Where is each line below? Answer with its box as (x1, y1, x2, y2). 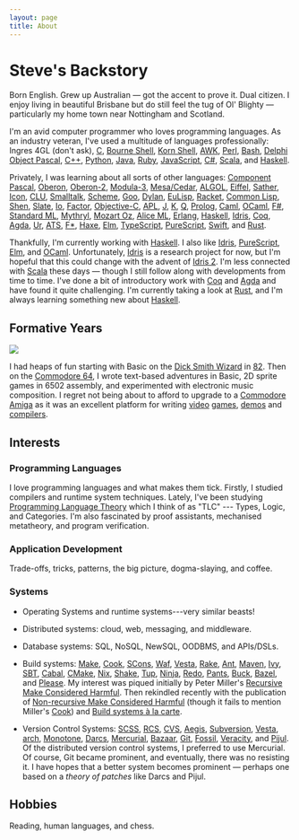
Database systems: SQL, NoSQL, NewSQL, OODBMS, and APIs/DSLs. (21, 641, 279, 652)
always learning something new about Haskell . (9, 294, 181, 305)
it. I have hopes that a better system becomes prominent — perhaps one (21, 761, 290, 772)
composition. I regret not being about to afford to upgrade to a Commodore (9, 389, 286, 400)
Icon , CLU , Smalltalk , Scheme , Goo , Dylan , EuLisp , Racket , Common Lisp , (9, 191, 280, 202)
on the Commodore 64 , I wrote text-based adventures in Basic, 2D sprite (9, 371, 278, 381)
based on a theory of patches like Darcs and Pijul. (21, 771, 206, 782)
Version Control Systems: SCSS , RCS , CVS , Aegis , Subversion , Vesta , (21, 723, 279, 734)
